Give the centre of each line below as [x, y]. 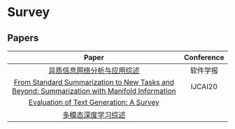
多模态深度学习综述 [94, 115]
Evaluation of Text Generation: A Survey [94, 102]
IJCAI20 [204, 86]
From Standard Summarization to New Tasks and [94, 82]
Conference [204, 58]
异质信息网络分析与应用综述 [94, 70]
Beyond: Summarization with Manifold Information [94, 91]
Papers [23, 38]
